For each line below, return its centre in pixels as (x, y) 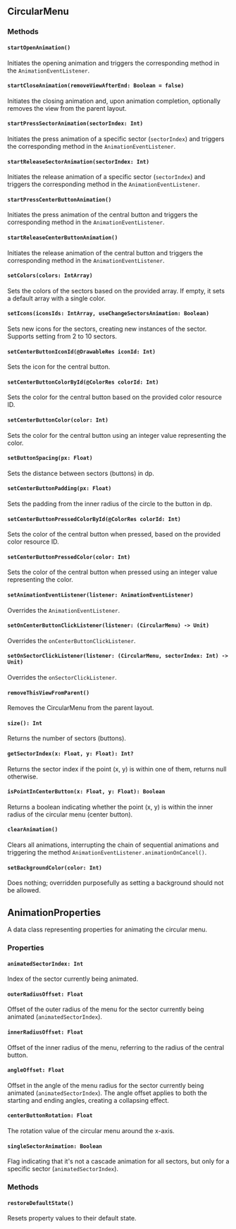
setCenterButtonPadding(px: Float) (60, 489)
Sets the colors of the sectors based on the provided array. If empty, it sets (116, 291)
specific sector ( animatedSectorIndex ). (63, 1169)
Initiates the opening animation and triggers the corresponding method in (113, 63)
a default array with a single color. (57, 298)
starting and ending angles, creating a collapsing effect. (88, 1100)
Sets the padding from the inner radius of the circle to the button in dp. (110, 503)
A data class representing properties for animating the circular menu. (107, 929)
